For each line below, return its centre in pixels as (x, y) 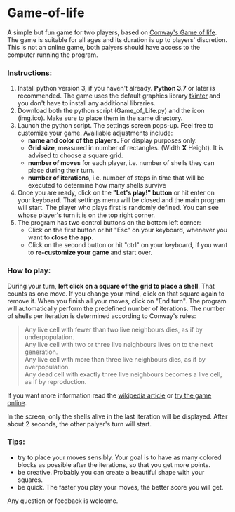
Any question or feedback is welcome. (63, 501)
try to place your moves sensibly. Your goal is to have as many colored (120, 457)
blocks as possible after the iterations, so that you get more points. (114, 464)
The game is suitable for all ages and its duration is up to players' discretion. (117, 39)
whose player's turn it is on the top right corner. (86, 215)
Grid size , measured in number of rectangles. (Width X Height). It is (126, 148)
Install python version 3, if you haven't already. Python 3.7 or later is (116, 88)
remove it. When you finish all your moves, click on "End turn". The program (117, 301)
